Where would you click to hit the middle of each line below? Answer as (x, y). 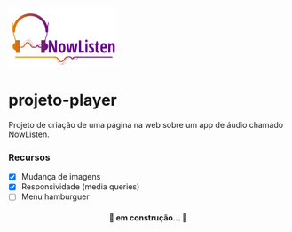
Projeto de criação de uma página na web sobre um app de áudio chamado (146, 124)
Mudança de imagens (61, 177)
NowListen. (29, 134)
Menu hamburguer (55, 196)
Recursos (29, 157)
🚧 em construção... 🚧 (148, 218)
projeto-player (63, 100)
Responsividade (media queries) (80, 187)
